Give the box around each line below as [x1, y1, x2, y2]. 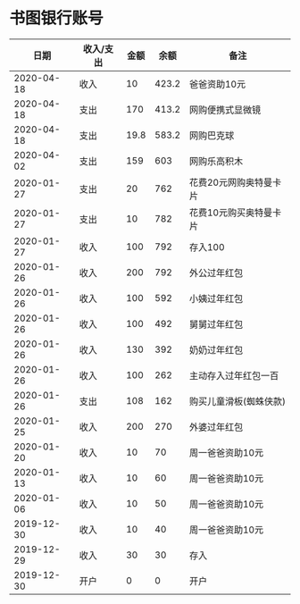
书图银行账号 [9, 8, 104, 29]
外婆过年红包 [188, 421, 244, 433]
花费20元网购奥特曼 [188, 176, 273, 189]
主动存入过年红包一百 [188, 369, 279, 382]
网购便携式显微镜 [188, 104, 262, 116]
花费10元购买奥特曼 [188, 206, 273, 219]
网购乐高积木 [188, 155, 244, 167]
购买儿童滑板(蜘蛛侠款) [188, 395, 286, 407]
